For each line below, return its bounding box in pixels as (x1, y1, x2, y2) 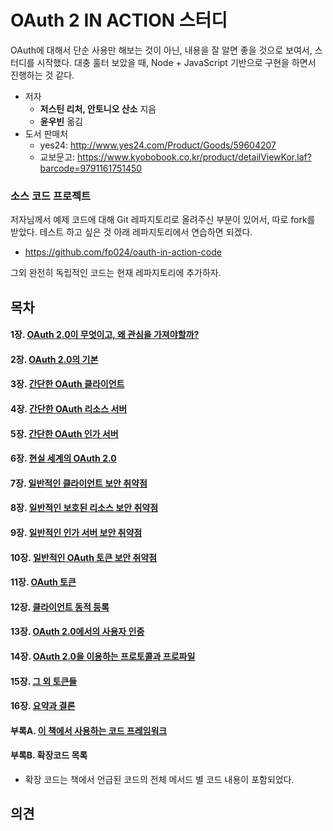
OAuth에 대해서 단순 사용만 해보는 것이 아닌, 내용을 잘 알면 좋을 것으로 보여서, (10, 44, 313, 56)
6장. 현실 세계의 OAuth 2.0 (10, 452, 117, 465)
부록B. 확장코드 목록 (10, 749, 88, 761)
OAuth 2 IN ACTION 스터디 (10, 9, 228, 32)
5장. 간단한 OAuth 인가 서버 (10, 427, 119, 440)
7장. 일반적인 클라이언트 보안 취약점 (10, 477, 148, 489)
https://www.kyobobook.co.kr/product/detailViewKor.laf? (77, 151, 312, 163)
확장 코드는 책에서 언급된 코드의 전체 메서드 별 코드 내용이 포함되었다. (24, 773, 295, 785)
